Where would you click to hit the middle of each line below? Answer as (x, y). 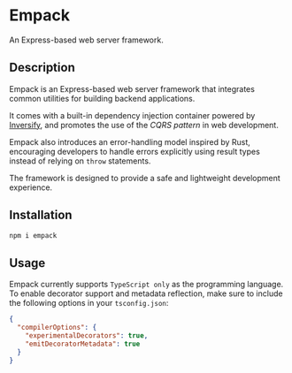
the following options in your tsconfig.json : (89, 303)
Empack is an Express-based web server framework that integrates (132, 88)
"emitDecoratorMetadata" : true (83, 344)
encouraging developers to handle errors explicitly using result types (135, 151)
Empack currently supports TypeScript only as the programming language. (146, 285)
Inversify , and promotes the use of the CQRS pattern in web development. (144, 125)
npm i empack (33, 235)
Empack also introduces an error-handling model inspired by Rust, (130, 141)
